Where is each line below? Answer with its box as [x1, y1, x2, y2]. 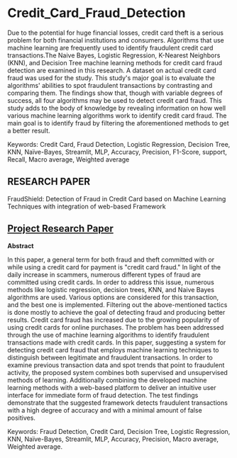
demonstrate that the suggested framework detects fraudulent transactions [7, 398, 228, 407]
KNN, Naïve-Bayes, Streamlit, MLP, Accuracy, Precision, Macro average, [7, 435, 219, 443]
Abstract [7, 241, 34, 250]
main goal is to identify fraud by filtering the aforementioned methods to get [7, 118, 229, 127]
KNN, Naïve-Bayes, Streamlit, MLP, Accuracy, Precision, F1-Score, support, [7, 147, 227, 156]
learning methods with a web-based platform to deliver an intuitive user [7, 383, 216, 391]
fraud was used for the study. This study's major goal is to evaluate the [7, 73, 215, 82]
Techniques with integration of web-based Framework [7, 202, 167, 211]
